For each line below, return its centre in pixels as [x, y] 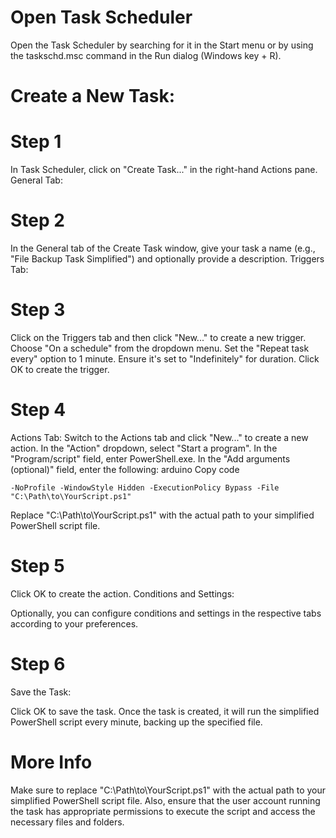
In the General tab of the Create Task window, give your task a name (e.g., [163, 248]
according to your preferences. [74, 623]
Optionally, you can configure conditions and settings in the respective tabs [166, 613]
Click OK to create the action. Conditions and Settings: [122, 593]
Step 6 [38, 664]
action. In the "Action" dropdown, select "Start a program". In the [144, 448]
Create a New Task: [93, 96]
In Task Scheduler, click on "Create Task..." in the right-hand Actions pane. [164, 170]
